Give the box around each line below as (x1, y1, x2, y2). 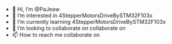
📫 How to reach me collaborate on (12, 32, 100, 38)
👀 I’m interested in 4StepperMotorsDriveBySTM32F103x (12, 12, 153, 19)
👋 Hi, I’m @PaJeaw (12, 6, 60, 12)
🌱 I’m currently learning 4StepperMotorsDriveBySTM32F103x (12, 18, 166, 25)
